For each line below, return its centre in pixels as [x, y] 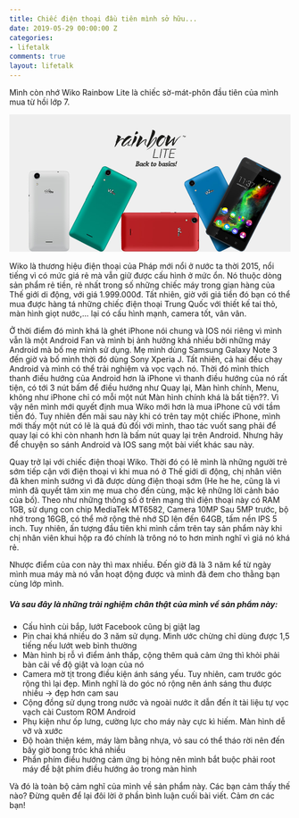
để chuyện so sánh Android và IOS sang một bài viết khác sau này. [132, 444]
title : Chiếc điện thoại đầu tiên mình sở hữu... [104, 19]
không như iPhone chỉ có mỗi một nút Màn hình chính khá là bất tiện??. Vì [144, 396]
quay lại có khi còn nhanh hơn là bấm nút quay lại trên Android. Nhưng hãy [146, 435]
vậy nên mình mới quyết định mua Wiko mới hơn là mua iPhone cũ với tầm [145, 406]
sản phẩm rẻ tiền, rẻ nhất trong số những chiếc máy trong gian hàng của [142, 285]
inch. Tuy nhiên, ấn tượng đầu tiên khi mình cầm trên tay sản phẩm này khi [146, 528]
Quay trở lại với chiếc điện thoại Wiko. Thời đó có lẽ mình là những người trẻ [148, 462]
